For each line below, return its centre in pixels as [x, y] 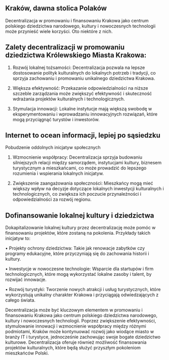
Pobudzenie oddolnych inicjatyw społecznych [53, 148]
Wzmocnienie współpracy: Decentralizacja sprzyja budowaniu [77, 157]
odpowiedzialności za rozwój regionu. [52, 199]
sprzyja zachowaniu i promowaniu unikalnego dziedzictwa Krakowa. [84, 78]
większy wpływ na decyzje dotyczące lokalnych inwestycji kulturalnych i [88, 189]
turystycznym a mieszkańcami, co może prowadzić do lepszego [79, 168]
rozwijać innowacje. [26, 280]
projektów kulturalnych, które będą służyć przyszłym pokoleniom [73, 348]
